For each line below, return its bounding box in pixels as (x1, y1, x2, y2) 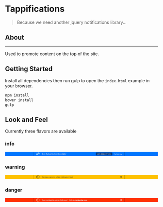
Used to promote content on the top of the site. (5, 51, 99, 57)
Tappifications (5, 3, 65, 15)
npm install (5, 93, 29, 98)
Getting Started (5, 65, 53, 73)
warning (5, 163, 25, 170)
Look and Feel (5, 115, 48, 124)
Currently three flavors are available (5, 128, 77, 134)
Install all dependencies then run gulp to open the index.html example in (5, 77, 150, 83)
